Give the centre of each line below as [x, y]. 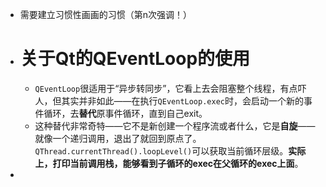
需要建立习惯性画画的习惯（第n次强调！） [106, 14]
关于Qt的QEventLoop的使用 [135, 59]
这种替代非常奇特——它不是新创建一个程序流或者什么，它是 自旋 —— [175, 125]
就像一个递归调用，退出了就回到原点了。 [118, 138]
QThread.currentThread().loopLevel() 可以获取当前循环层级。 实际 [170, 150]
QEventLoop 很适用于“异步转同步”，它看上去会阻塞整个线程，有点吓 [170, 88]
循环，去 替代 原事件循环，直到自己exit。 [125, 113]
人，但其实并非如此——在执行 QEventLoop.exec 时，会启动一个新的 [169, 100]
